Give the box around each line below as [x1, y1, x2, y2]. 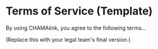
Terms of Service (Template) [5, 4, 153, 18]
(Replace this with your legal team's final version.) [5, 36, 131, 43]
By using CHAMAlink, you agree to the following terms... [5, 24, 146, 31]
